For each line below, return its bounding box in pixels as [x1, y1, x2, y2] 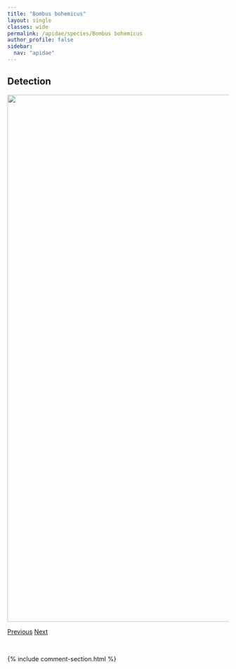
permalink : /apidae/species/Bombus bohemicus [7, 30, 143, 37]
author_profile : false [7, 37, 74, 44]
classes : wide [7, 23, 49, 30]
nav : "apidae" [13, 50, 55, 57]
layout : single [7, 17, 52, 24]
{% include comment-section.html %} [7, 654, 117, 663]
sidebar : [7, 43, 33, 50]
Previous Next [7, 627, 48, 636]
